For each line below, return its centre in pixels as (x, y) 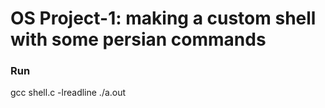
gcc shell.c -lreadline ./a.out (68, 93)
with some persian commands (138, 39)
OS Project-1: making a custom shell (163, 18)
